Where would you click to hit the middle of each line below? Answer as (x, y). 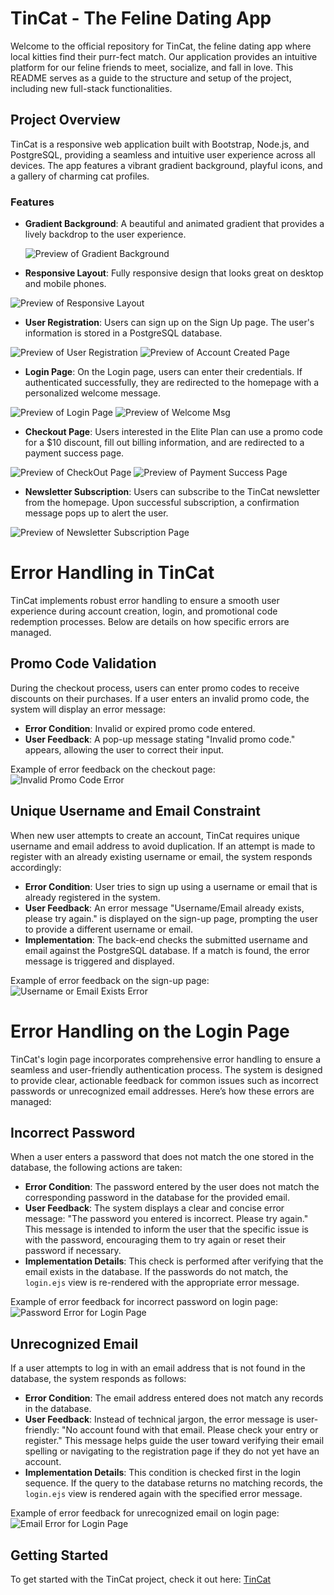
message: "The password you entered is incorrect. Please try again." (166, 1219)
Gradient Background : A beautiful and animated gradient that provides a (174, 224)
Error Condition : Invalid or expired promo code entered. (140, 728)
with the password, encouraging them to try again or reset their (155, 1240)
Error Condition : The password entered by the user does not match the (172, 1187)
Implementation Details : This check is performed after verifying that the (174, 1261)
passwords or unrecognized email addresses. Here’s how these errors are (162, 1091)
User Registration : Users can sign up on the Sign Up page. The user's (169, 323)
